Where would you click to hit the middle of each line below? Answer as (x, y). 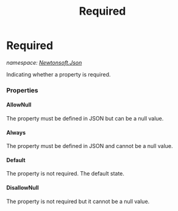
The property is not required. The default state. (66, 174)
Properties (22, 90)
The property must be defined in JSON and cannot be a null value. (90, 146)
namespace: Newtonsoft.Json (44, 62)
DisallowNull (23, 188)
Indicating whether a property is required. (59, 74)
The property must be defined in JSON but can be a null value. (85, 119)
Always (16, 132)
